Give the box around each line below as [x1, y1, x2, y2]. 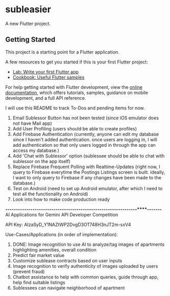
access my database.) [12, 147, 60, 153]
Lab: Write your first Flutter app [12, 69, 79, 75]
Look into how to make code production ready [12, 196, 110, 202]
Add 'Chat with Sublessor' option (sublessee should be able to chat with [12, 152, 165, 159]
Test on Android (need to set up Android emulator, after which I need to [12, 185, 163, 191]
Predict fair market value [12, 252, 65, 258]
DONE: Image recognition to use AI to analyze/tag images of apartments [12, 241, 165, 247]
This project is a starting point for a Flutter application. [5, 49, 119, 55]
